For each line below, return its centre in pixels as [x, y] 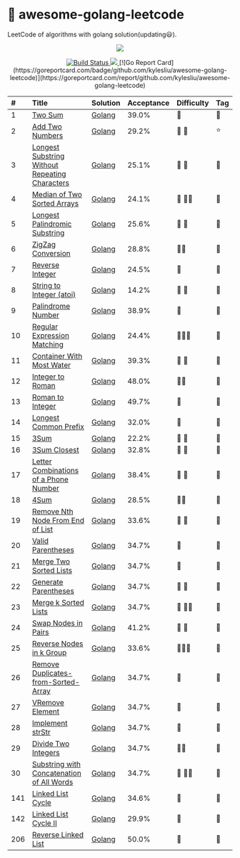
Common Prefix [58, 426]
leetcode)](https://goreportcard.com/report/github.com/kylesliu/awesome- [120, 77]
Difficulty [192, 103]
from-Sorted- [56, 682]
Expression [51, 335]
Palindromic [52, 224]
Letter [42, 462]
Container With [57, 356]
